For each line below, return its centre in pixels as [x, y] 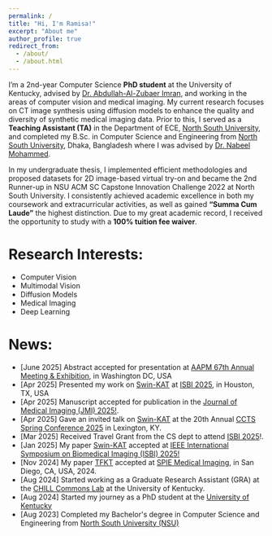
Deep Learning [45, 311]
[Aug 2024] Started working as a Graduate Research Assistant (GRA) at [140, 479]
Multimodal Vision [50, 285]
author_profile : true [45, 39]
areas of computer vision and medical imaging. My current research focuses [136, 102]
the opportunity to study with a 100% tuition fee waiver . [103, 222]
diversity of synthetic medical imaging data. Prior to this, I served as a [125, 119]
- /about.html [39, 62]
